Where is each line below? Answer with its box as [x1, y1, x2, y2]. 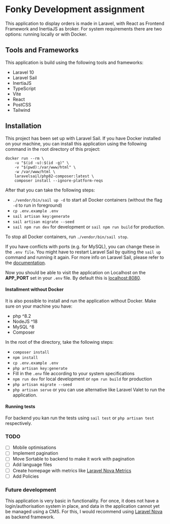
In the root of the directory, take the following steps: [5, 339, 114, 345]
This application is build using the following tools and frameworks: [5, 59, 144, 65]
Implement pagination [12, 450, 58, 456]
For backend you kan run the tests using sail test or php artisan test [5, 415, 155, 421]
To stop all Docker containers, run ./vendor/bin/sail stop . [5, 234, 128, 240]
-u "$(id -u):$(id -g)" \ [14, 160, 70, 166]
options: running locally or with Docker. [5, 31, 87, 37]
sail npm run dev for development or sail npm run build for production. [12, 223, 165, 230]
